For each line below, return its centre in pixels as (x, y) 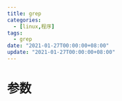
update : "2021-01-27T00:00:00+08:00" (61, 53)
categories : (24, 20)
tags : (15, 33)
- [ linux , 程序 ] (34, 26)
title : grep (24, 13)
